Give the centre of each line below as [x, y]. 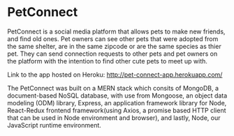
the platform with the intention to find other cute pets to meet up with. [108, 61]
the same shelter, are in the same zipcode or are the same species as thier [114, 46]
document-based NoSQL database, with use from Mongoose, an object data [117, 96]
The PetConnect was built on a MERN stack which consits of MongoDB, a [113, 88]
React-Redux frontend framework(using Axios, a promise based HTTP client [117, 110]
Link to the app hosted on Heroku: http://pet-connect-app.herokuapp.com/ [115, 75]
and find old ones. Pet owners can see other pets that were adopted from [113, 38]
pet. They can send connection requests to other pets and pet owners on [112, 54]
